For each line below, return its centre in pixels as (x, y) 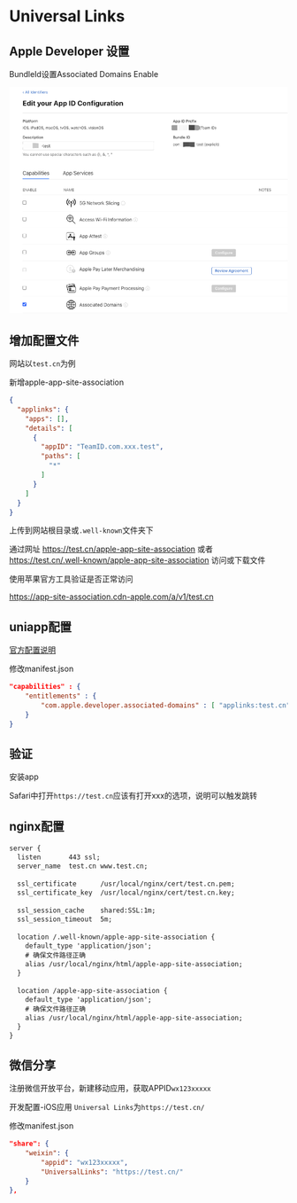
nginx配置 (37, 826)
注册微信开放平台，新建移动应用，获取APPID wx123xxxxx (110, 1089)
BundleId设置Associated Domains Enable (84, 74)
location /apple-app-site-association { (92, 991)
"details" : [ (49, 428)
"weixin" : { (47, 1153)
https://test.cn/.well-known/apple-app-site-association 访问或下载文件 (137, 560)
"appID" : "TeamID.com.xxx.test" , (103, 447)
